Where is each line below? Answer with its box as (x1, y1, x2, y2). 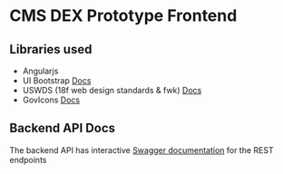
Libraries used (9, 42, 93, 57)
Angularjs (22, 65, 59, 76)
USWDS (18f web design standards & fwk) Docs (22, 85, 202, 95)
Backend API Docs (9, 121, 116, 136)
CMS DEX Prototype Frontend (9, 5, 238, 26)
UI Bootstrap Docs (22, 75, 92, 86)
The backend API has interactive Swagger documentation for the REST (9, 144, 274, 155)
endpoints (9, 154, 47, 165)
